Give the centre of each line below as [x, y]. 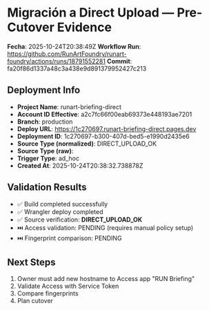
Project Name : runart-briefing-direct [69, 107]
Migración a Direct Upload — [91, 13]
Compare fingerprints [48, 293]
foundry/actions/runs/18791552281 [56, 61]
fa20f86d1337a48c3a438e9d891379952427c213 [77, 68]
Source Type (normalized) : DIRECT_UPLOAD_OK [87, 144]
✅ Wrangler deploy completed [60, 211]
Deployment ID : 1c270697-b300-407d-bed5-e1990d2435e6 [103, 136]
